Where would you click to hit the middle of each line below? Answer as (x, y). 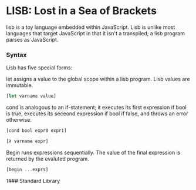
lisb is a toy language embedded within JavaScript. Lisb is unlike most (91, 27)
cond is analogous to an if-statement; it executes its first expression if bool (96, 108)
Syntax (16, 55)
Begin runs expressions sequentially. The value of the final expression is (93, 152)
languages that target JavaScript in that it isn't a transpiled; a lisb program (95, 33)
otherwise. (19, 120)
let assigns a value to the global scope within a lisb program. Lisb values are (98, 79)
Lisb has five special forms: (39, 68)
